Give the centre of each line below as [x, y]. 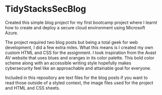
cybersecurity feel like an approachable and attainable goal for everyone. [78, 68]
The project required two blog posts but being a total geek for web [72, 42]
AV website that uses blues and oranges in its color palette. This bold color [80, 57]
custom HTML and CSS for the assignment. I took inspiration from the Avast [81, 53]
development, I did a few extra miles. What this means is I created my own [79, 47]
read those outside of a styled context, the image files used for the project [79, 83]
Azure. [12, 33]
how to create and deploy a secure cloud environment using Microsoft [75, 27]
